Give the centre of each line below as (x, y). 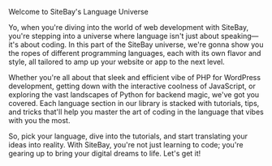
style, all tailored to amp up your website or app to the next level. (117, 62)
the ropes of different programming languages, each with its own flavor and (135, 53)
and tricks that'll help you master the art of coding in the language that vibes (136, 112)
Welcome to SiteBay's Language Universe (78, 12)
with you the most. (39, 120)
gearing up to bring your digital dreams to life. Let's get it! (105, 153)
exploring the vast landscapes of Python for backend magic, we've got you (134, 95)
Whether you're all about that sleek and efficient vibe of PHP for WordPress (135, 77)
